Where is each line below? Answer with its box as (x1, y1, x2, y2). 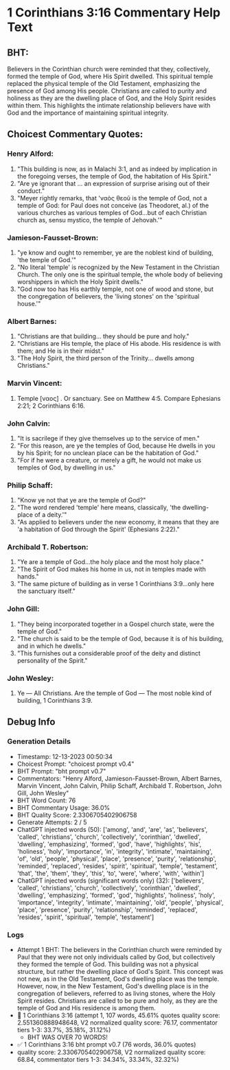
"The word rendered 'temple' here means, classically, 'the (16, 503, 181, 512)
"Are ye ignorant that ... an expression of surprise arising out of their (16, 179, 210, 187)
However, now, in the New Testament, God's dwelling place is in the (16, 982, 209, 990)
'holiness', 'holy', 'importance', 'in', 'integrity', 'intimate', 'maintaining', (16, 847, 213, 855)
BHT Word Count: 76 (16, 796, 76, 804)
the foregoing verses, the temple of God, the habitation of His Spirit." (16, 172, 211, 180)
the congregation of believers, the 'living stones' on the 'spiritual (16, 292, 200, 300)
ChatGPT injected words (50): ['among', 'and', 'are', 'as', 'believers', (16, 825, 208, 833)
